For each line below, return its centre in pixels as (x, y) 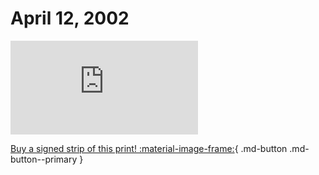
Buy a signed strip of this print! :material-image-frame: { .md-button (149, 148)
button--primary (44, 159)
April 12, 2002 (70, 18)
